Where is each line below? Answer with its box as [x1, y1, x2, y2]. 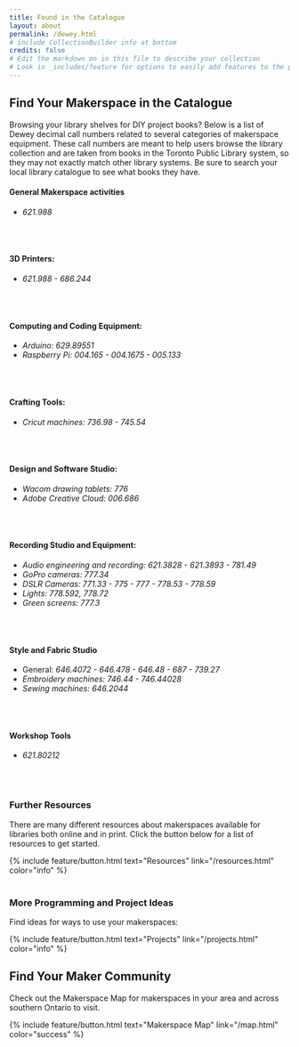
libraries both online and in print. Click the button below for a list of [9, 828, 254, 839]
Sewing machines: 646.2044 [21, 683, 129, 694]
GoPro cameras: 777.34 [21, 568, 109, 579]
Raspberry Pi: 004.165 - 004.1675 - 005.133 [21, 350, 182, 360]
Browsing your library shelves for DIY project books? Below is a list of [9, 119, 264, 130]
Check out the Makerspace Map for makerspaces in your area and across [9, 993, 279, 1003]
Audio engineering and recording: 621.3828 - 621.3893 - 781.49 [21, 560, 256, 570]
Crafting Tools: [9, 397, 66, 407]
